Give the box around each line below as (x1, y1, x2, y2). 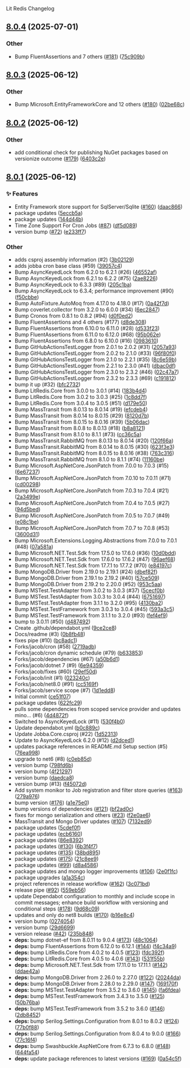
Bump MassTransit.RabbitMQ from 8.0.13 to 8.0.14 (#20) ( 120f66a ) (14, 437, 174, 444)
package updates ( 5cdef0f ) (14, 824, 81, 831)
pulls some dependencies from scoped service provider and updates (14, 706, 181, 713)
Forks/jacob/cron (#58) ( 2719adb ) (14, 643, 96, 650)
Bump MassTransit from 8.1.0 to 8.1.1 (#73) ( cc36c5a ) (14, 431, 142, 438)
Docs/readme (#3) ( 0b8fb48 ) (14, 631, 86, 638)
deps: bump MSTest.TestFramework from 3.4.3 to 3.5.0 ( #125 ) (14, 993, 165, 1000)
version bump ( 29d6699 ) (14, 924, 75, 931)
